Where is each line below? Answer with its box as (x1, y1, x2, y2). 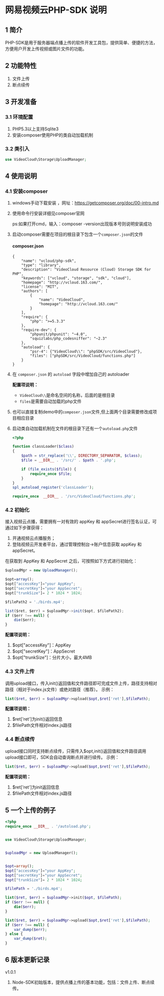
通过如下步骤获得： (5, 525, 44, 531)
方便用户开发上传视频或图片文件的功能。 (5, 46, 87, 52)
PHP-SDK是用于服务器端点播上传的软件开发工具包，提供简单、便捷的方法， (5, 40, 158, 45)
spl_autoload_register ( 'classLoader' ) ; (12, 485, 94, 490)
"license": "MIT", (21, 284, 59, 289)
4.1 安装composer (5, 188, 48, 195)
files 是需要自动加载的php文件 (19, 398, 82, 404)
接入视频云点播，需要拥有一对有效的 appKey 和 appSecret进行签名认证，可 (5, 519, 157, 525)
